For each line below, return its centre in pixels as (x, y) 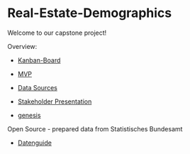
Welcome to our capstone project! (57, 33)
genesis (29, 115)
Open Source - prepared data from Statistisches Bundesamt (95, 128)
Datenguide (34, 143)
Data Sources (38, 87)
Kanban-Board (39, 60)
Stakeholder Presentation (55, 101)
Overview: (22, 46)
